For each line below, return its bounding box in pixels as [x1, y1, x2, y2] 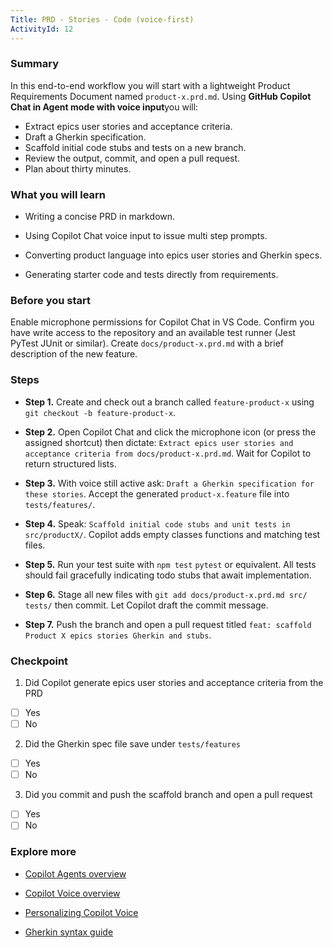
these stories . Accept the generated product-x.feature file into [24, 487, 290, 500]
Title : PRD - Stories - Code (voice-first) [10, 14, 195, 25]
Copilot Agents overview [24, 867, 127, 880]
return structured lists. [24, 457, 117, 470]
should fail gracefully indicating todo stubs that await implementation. [24, 569, 312, 581]
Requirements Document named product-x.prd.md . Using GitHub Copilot [10, 90, 312, 102]
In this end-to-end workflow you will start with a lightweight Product [10, 79, 291, 91]
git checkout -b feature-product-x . [24, 406, 177, 418]
